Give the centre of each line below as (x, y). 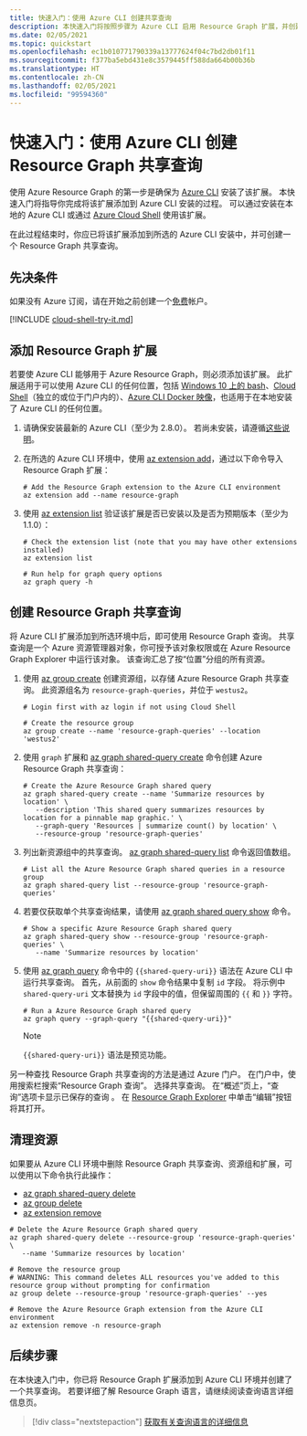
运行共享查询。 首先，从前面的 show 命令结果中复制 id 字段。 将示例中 (154, 982)
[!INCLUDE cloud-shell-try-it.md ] (72, 320)
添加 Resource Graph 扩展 (84, 350)
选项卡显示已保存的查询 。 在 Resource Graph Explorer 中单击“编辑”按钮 (157, 1096)
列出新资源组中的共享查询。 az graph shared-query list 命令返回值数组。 (159, 851)
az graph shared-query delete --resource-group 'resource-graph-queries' (153, 1237)
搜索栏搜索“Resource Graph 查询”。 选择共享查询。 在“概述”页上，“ (144, 1085)
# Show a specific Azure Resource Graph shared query (127, 928)
